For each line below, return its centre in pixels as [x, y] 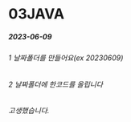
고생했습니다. [29, 111]
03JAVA [37, 14]
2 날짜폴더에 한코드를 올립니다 [55, 84]
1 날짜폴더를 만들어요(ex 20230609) [66, 58]
